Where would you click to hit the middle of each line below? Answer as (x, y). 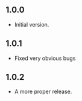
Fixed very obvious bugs (45, 58)
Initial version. (32, 24)
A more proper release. (43, 92)
